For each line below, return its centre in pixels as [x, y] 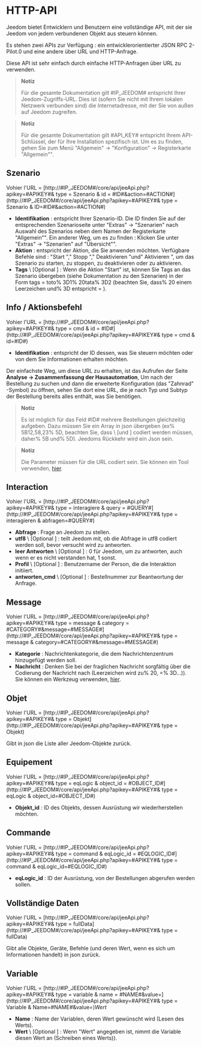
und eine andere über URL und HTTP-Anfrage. [80, 51]
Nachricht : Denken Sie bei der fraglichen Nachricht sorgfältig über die [103, 666]
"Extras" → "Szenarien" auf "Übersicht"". [66, 244]
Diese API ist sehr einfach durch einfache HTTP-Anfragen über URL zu [94, 63]
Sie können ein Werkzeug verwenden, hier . [68, 680]
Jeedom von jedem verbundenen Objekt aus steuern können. [82, 33]
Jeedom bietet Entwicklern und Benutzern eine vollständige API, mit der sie [99, 27]
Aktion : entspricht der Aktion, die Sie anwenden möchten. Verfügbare [102, 250]
